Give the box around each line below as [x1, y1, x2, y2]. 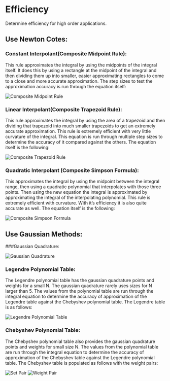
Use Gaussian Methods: [5, 230, 83, 238]
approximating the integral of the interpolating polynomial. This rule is [5, 194, 151, 201]
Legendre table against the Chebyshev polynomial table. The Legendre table [5, 299, 165, 305]
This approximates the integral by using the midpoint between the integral [5, 179, 160, 185]
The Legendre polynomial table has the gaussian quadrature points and [5, 278, 155, 284]
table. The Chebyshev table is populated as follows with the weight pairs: [5, 360, 158, 366]
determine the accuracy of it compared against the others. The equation [5, 138, 156, 145]
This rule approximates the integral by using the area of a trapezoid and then [5, 117, 165, 123]
